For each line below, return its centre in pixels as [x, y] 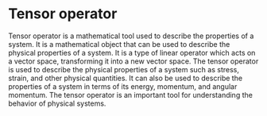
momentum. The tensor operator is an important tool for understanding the [130, 95]
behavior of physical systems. [57, 103]
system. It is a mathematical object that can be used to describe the [119, 44]
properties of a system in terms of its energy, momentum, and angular [123, 86]
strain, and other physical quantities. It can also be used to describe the [126, 78]
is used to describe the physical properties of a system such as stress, [124, 69]
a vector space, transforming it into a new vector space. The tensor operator [133, 61]
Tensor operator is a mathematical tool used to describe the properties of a [131, 36]
